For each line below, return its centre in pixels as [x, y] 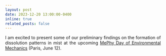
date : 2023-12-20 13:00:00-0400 [38, 14]
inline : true [19, 19]
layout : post [19, 10]
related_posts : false [27, 24]
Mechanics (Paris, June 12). [33, 48]
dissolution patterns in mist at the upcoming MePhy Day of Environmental [83, 43]
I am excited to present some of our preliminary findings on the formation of [83, 38]
